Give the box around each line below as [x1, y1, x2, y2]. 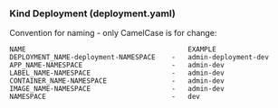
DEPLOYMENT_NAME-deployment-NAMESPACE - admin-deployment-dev [9, 53, 270, 62]
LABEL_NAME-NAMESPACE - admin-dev [9, 68, 225, 78]
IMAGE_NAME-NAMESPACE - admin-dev [9, 85, 225, 94]
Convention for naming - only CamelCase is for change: [9, 28, 217, 39]
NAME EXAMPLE [9, 45, 217, 54]
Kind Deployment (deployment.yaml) [9, 7, 177, 20]
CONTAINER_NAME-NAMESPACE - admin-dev [9, 76, 225, 85]
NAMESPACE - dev [9, 93, 201, 102]
